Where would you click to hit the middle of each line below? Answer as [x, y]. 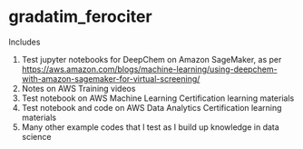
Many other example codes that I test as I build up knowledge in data [151, 127]
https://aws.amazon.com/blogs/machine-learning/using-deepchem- [149, 69]
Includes [24, 42]
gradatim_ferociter [80, 17]
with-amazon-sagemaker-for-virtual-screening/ [111, 78]
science [36, 136]
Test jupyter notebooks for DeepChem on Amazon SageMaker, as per [151, 59]
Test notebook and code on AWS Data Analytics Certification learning [151, 107]
